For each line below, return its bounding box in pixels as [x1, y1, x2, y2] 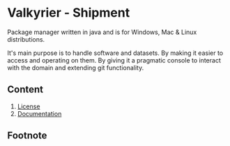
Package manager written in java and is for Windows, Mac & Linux [7, 28, 197, 36]
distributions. [7, 35, 45, 43]
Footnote [7, 130, 47, 142]
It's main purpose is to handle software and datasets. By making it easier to [7, 49, 224, 57]
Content [7, 83, 44, 95]
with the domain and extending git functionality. [7, 63, 144, 72]
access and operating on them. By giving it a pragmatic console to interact [7, 56, 221, 64]
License [17, 102, 40, 111]
